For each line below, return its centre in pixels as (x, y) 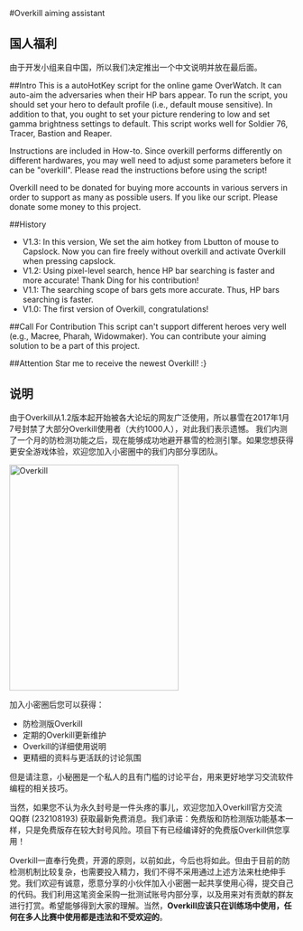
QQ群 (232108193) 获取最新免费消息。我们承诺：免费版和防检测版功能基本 (147, 818)
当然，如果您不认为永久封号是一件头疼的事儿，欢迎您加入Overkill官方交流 (146, 807)
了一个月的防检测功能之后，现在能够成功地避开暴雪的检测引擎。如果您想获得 (151, 440)
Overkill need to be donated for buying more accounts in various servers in (149, 187)
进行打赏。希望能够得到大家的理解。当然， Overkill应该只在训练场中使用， (147, 905)
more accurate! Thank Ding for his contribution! (110, 280)
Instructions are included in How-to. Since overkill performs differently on (146, 150)
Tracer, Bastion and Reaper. (61, 133)
